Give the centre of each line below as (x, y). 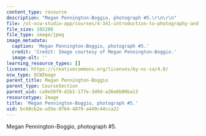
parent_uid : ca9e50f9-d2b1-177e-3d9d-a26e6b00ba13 (72, 92)
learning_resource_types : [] (44, 63)
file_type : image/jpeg (35, 35)
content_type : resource (37, 12)
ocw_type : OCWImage (31, 75)
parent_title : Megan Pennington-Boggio (57, 80)
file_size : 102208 (30, 29)
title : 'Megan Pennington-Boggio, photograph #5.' (72, 103)
